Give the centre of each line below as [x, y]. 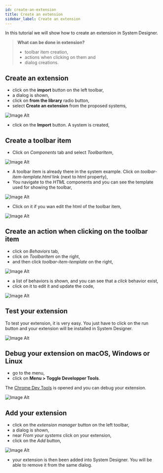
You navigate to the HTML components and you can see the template [83, 182]
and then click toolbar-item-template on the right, [63, 261]
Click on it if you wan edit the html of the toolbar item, [67, 206]
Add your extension [36, 413]
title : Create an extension [34, 14]
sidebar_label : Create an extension [43, 19]
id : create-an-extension [31, 10]
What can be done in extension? [51, 43]
